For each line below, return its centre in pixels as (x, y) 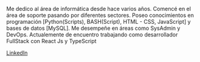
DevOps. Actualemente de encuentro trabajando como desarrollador (92, 35)
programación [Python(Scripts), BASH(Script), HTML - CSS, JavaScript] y (98, 22)
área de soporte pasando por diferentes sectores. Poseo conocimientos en (100, 15)
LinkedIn (17, 53)
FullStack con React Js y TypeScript (51, 41)
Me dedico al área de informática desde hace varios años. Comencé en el (99, 9)
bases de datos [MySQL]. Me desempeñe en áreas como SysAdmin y (93, 28)
